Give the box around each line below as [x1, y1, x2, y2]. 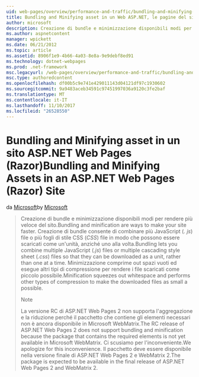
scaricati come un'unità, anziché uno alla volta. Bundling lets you [20, 240, 178, 248]
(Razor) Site [6, 184, 65, 198]
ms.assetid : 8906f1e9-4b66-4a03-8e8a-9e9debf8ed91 [6, 53, 134, 59]
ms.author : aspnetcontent [6, 31, 70, 37]
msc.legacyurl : [6, 69, 44, 75]
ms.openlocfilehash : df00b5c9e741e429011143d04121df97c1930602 [6, 81, 166, 87]
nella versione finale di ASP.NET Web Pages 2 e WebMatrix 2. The [20, 351, 181, 359]
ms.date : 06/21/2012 [6, 42, 57, 48]
